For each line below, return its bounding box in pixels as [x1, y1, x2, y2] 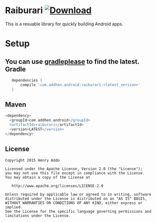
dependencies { [11, 78, 42, 83]
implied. [5, 204, 23, 209]
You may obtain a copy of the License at [5, 175, 91, 180]
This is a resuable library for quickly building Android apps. [5, 21, 123, 27]
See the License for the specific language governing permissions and [5, 209, 152, 214]
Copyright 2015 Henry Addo [5, 158, 60, 163]
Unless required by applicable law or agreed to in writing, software [5, 192, 152, 197]
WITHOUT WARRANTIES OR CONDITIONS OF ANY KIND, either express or [5, 200, 143, 205]
